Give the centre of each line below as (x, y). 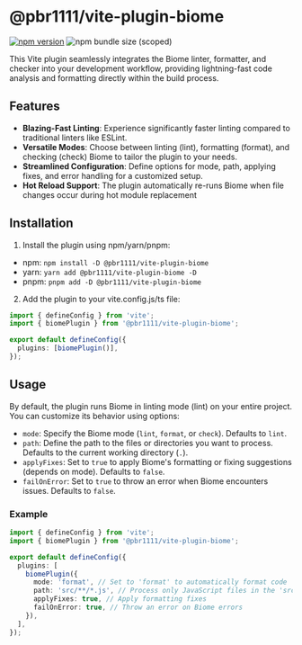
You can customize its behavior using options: (94, 416)
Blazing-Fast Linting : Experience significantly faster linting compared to (156, 128)
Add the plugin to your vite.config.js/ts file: (101, 299)
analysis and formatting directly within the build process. (114, 77)
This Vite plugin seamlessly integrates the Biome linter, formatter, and (138, 58)
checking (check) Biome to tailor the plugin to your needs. (130, 157)
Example (29, 514)
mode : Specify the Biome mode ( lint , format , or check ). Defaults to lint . (155, 433)
